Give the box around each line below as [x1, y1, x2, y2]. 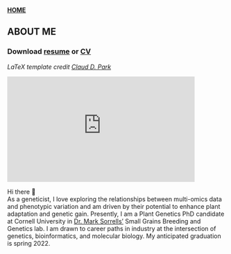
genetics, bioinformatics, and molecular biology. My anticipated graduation [7, 232, 221, 240]
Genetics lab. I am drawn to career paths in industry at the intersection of [7, 224, 216, 232]
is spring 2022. [7, 239, 51, 247]
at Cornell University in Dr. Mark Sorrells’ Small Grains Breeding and [7, 217, 201, 225]
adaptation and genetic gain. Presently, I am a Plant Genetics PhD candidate [7, 210, 225, 218]
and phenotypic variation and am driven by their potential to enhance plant [7, 202, 221, 210]
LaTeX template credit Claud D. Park [7, 62, 112, 71]
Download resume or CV [7, 46, 92, 56]
